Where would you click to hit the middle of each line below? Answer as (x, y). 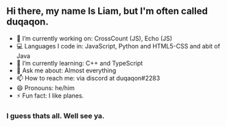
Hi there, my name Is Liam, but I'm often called (107, 11)
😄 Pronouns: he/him (45, 87)
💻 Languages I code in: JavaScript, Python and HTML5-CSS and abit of (118, 46)
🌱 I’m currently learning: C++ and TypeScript (80, 63)
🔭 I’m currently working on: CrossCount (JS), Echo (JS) (94, 38)
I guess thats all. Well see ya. (56, 115)
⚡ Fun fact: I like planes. (50, 96)
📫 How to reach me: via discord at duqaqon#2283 (88, 78)
